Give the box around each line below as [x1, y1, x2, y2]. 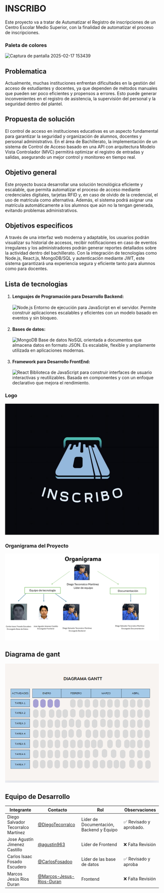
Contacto [48, 807, 67, 813]
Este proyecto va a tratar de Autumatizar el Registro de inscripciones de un [5, 19, 156, 25]
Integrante [9, 807, 32, 813]
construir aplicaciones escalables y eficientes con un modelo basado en [12, 310, 158, 316]
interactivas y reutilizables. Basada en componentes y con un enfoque [12, 375, 154, 381]
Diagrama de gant [5, 650, 61, 659]
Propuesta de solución [5, 115, 75, 123]
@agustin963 [38, 842, 65, 847]
